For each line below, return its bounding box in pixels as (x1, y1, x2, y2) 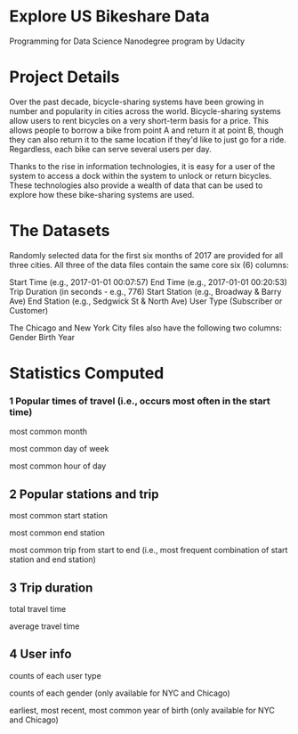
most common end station (9, 527, 105, 538)
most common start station (9, 510, 109, 521)
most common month (9, 426, 87, 437)
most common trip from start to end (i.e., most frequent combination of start (9, 545, 288, 556)
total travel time (9, 603, 67, 614)
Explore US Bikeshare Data (9, 6, 211, 27)
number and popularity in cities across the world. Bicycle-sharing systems (9, 105, 282, 117)
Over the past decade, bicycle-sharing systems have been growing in (9, 96, 264, 107)
